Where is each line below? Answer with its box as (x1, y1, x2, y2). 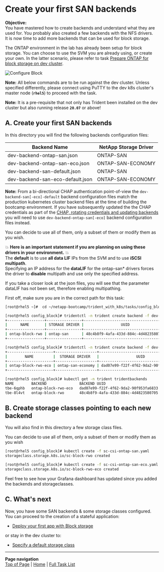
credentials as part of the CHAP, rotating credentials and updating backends (5, 209, 159, 215)
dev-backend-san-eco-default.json (7, 176, 93, 183)
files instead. (5, 219, 31, 225)
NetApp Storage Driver (99, 143, 154, 150)
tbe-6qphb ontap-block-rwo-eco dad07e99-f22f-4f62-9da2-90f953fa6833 (5, 385, 159, 391)
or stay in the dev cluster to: (5, 532, 61, 538)
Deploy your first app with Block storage (12, 523, 94, 529)
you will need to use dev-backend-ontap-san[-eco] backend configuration (5, 215, 152, 220)
